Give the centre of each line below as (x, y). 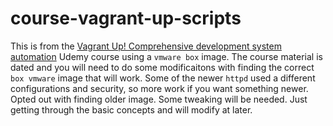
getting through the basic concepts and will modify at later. (131, 109)
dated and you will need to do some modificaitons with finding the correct (162, 67)
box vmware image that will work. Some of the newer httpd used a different (163, 78)
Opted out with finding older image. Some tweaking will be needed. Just (159, 99)
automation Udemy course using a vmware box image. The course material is (166, 56)
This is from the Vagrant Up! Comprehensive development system (146, 46)
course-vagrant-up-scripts (126, 18)
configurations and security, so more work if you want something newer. (159, 88)
